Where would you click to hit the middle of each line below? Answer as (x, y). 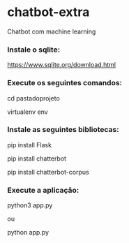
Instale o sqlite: (34, 50)
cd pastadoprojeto (34, 98)
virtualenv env (28, 112)
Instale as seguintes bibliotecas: (63, 130)
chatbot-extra (48, 12)
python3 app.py (30, 205)
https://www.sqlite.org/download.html (62, 65)
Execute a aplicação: (43, 190)
